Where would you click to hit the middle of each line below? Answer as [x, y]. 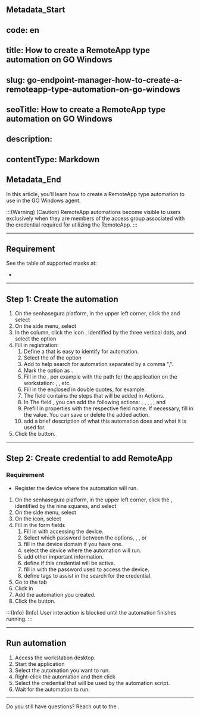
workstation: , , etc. [47, 383]
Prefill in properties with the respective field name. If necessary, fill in [108, 408]
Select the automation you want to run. [62, 670]
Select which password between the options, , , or [85, 537]
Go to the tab [31, 582]
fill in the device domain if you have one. [73, 544]
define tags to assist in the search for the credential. [87, 575]
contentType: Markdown [53, 159]
